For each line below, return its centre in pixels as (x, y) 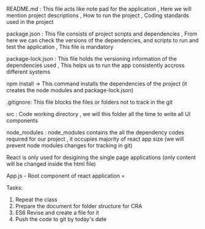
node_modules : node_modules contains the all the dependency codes (95, 132)
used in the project (30, 22)
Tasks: (15, 188)
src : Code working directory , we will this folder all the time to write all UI (99, 114)
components (22, 120)
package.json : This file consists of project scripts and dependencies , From (102, 34)
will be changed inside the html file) (51, 164)
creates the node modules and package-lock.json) (70, 90)
